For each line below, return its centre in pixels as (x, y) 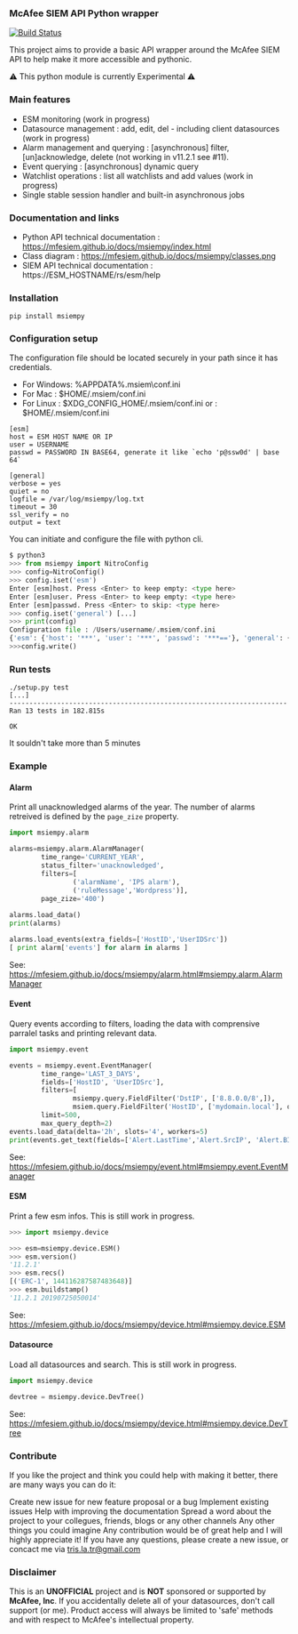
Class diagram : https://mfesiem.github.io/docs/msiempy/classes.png (149, 255)
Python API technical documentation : (91, 237)
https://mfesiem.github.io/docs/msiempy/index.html (116, 246)
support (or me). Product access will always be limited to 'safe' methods (141, 1610)
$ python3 (27, 555)
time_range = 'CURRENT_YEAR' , (93, 857)
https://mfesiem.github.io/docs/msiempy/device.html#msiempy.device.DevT (149, 1423)
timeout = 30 (33, 507)
